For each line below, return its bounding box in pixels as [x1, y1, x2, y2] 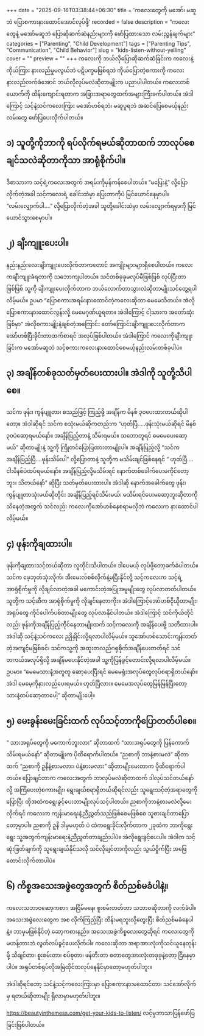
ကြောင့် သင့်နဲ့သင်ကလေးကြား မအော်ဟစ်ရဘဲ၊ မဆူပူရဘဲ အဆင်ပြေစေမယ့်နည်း [6, 102, 189, 109]
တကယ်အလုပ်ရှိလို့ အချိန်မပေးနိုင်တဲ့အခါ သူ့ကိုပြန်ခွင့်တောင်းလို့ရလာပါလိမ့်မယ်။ [6, 656, 191, 664]
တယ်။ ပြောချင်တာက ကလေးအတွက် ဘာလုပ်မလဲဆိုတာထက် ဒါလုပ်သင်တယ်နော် [6, 775, 194, 782]
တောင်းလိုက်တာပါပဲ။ [6, 857, 55, 864]
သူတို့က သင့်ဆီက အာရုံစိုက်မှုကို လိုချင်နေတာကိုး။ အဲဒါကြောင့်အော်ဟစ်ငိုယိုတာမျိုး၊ [6, 597, 198, 605]
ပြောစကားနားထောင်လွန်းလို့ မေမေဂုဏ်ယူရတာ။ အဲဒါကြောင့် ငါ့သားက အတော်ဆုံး [6, 308, 194, 316]
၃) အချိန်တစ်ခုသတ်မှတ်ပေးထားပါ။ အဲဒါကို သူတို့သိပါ [6, 368, 192, 378]
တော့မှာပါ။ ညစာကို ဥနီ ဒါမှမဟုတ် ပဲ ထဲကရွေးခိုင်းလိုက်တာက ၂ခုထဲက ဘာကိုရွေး [6, 821, 193, 829]
